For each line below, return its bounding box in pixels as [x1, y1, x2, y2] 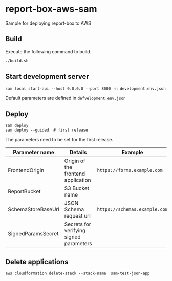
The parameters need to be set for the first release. [5, 137, 114, 143]
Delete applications [5, 257, 69, 266]
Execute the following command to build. [5, 48, 91, 54]
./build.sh [5, 58, 29, 63]
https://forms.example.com [97, 167, 163, 174]
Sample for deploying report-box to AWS [5, 20, 91, 26]
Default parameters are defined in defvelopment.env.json [5, 95, 126, 101]
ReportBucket [8, 188, 41, 195]
